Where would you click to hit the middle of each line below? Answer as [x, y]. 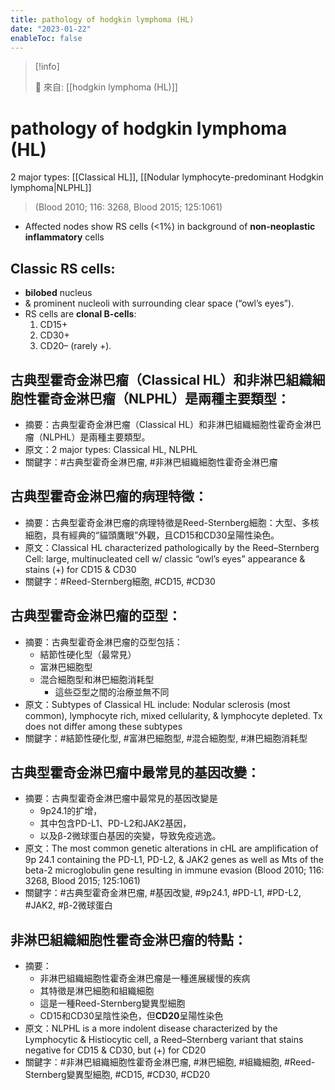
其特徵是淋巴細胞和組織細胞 [97, 991]
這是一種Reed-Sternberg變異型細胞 [112, 1003]
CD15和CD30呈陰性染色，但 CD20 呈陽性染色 [131, 1016]
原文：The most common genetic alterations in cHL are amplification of [171, 848]
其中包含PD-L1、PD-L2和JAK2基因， [115, 823]
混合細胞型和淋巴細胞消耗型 [97, 679]
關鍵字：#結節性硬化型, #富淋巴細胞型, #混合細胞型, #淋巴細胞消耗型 [166, 738]
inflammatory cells [64, 237]
